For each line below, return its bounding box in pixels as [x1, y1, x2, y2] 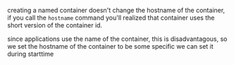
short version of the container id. [7, 21, 103, 29]
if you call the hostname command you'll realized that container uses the [7, 13, 215, 22]
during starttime [7, 49, 54, 58]
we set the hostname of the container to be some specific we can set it [7, 42, 214, 50]
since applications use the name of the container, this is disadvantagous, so [7, 35, 228, 43]
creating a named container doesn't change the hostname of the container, [7, 6, 226, 14]
